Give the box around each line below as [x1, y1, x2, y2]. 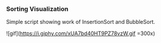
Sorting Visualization [6, 5, 69, 13]
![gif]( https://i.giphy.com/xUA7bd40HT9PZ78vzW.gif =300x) [6, 30, 156, 37]
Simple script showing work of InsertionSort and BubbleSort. [6, 19, 155, 26]
